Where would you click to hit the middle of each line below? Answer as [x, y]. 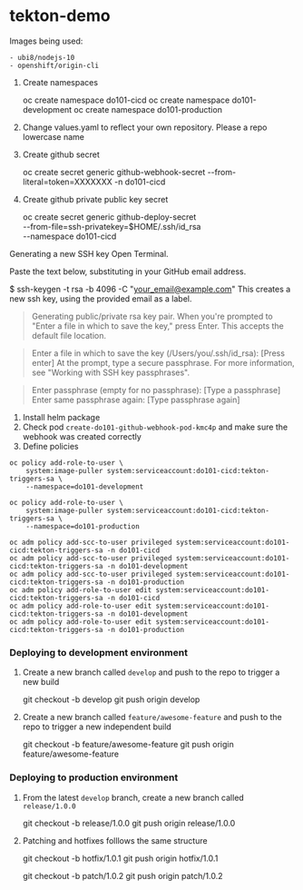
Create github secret [61, 154]
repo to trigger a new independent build [97, 727]
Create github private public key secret [95, 199]
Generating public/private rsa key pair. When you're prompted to [152, 316]
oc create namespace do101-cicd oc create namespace [126, 100]
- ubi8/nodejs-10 [42, 57]
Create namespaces [60, 82]
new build [41, 682]
